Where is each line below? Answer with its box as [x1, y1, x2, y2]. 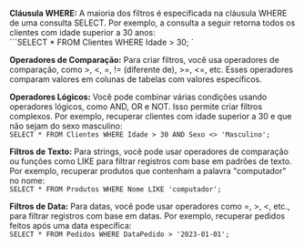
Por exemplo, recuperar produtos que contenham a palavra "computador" [9, 166, 287, 176]
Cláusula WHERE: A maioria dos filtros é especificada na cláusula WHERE [9, 8, 288, 18]
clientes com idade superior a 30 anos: [9, 27, 157, 37]
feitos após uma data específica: [9, 221, 132, 231]
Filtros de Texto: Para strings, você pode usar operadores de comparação [9, 146, 289, 157]
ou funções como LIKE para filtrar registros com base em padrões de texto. [9, 156, 293, 167]
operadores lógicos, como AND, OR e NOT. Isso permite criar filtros [9, 101, 262, 112]
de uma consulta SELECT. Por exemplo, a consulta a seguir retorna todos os [9, 17, 296, 28]
